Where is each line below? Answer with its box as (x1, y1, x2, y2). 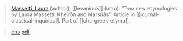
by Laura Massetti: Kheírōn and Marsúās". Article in (11, 11, 135, 18)
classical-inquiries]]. (11, 17, 61, 24)
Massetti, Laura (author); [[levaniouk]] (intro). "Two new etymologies (11, 5, 177, 12)
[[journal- (136, 11, 160, 18)
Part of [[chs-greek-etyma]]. (62, 17, 131, 24)
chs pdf (11, 28, 30, 35)
